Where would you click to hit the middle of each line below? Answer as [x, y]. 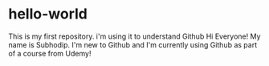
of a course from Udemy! [50, 53]
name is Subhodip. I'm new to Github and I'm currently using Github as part [133, 44]
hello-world [48, 14]
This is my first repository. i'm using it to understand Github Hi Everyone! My [134, 36]
